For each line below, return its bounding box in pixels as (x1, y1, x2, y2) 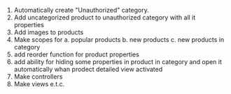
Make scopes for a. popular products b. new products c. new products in (13, 36, 225, 44)
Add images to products (13, 28, 84, 36)
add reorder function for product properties (13, 50, 140, 58)
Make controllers (13, 72, 63, 81)
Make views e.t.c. (13, 80, 65, 88)
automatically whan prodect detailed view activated (13, 65, 163, 73)
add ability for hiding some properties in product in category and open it (13, 58, 223, 65)
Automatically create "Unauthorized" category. (13, 6, 149, 14)
